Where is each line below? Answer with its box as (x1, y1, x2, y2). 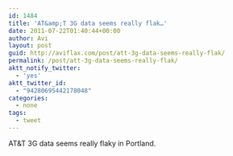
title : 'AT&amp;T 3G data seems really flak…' (8, 19, 168, 27)
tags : (8, 109, 27, 117)
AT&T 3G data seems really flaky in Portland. (8, 138, 156, 148)
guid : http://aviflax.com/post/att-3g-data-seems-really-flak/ (8, 49, 226, 57)
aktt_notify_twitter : (8, 64, 81, 72)
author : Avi (8, 34, 48, 43)
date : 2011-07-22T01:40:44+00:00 (8, 27, 121, 35)
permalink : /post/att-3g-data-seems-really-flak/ (8, 57, 179, 65)
